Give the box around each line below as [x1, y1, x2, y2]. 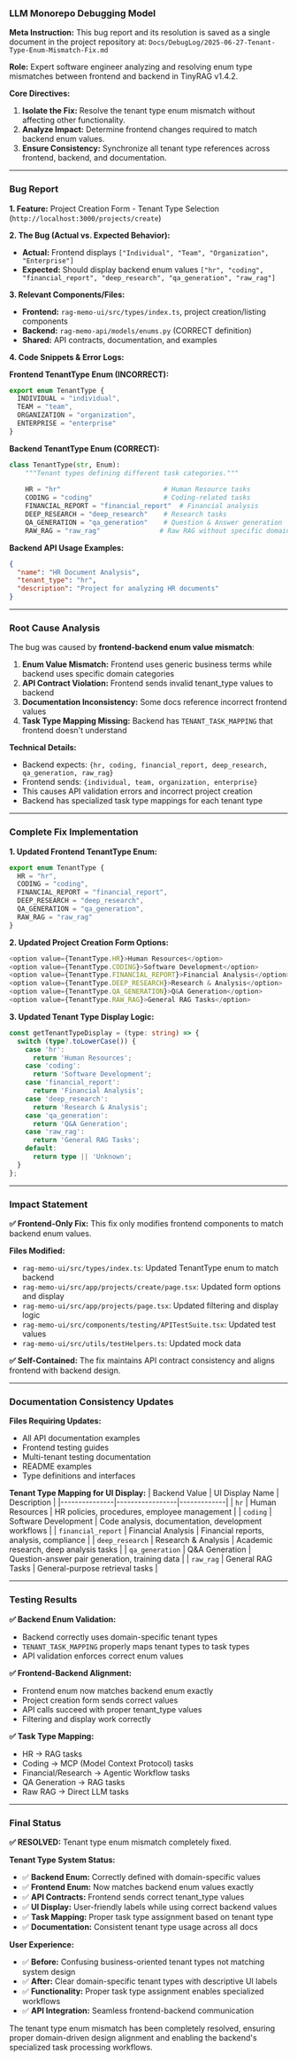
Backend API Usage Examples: [9, 542, 125, 552]
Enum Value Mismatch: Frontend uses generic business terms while [21, 659, 272, 670]
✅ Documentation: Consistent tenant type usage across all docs [21, 1921, 258, 1932]
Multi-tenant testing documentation [21, 1452, 152, 1462]
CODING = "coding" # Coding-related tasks [25, 493, 251, 503]
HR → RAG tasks [21, 1748, 82, 1759]
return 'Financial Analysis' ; [32, 1086, 144, 1095]
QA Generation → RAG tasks [21, 1776, 126, 1787]
